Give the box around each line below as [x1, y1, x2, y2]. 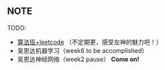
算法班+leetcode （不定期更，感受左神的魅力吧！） [16, 38, 163, 46]
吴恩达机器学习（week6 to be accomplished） [16, 46, 148, 54]
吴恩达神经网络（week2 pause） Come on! [16, 55, 140, 63]
